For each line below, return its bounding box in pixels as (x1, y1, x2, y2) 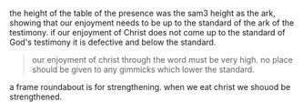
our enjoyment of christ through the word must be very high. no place (31, 55, 293, 65)
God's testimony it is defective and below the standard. (9, 36, 217, 47)
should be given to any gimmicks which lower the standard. (31, 64, 255, 75)
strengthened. (9, 91, 63, 102)
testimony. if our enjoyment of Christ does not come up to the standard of (9, 27, 286, 37)
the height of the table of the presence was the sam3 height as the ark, (9, 8, 276, 18)
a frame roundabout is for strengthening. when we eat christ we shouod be (9, 82, 291, 92)
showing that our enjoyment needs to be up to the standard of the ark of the (9, 17, 295, 28)
